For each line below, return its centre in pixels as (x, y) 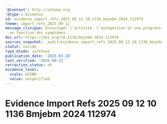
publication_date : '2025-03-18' (39, 56)
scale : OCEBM (23, 74)
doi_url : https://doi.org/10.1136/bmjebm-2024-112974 (62, 38)
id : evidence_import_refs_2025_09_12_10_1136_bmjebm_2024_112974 (74, 19)
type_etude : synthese (28, 51)
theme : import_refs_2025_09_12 (38, 24)
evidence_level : (22, 70)
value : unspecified (30, 79)
